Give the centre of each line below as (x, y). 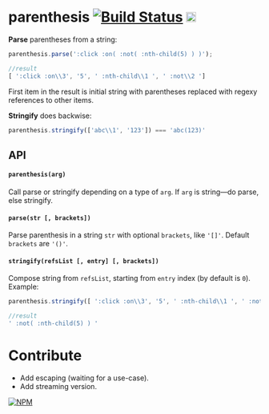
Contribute (45, 356)
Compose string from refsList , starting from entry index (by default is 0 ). (129, 278)
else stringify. (31, 201)
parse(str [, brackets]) (50, 218)
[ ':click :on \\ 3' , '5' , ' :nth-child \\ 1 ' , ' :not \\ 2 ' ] (107, 76)
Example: (24, 287)
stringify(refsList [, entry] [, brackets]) (84, 261)
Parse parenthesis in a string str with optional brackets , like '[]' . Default (129, 235)
